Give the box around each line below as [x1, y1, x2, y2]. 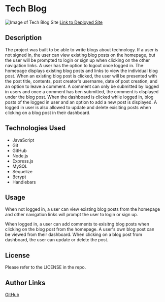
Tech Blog [5, 3, 47, 14]
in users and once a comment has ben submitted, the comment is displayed [5, 88, 159, 94]
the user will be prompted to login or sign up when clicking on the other [5, 57, 150, 63]
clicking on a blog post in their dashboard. [5, 110, 91, 115]
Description [5, 34, 42, 42]
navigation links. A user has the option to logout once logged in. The [5, 62, 144, 68]
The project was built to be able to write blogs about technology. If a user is [5, 46, 159, 52]
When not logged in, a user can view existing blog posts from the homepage [5, 206, 160, 212]
